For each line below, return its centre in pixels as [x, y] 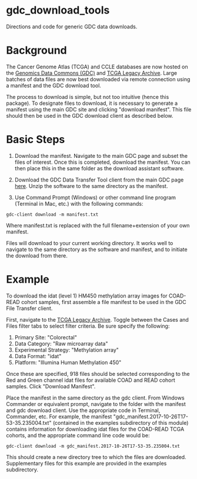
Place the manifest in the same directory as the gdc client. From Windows [95, 398]
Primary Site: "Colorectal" [46, 337]
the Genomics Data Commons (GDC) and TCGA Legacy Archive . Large [92, 73]
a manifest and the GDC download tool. [54, 85]
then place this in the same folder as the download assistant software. [99, 168]
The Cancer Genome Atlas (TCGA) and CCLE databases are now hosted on [97, 67]
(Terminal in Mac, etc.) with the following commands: [79, 203]
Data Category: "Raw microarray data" [61, 343]
